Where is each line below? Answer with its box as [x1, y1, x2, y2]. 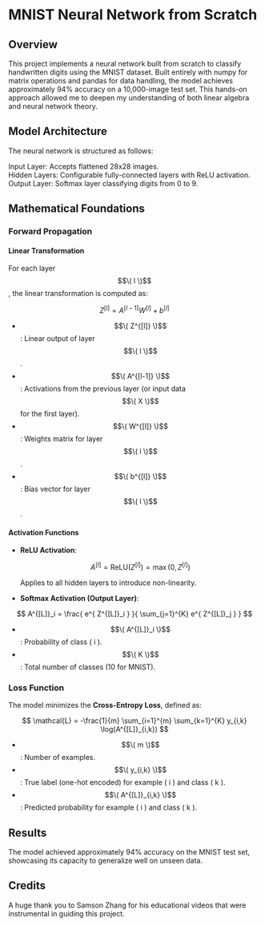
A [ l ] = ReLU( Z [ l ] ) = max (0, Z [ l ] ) [90, 561, 191, 571]
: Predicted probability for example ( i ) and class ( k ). [19, 802, 198, 812]
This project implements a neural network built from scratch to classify [8, 59, 242, 68]
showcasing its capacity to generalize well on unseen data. [8, 855, 203, 865]
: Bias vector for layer [19, 484, 90, 493]
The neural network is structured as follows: [8, 146, 154, 156]
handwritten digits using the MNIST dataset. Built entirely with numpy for [8, 67, 248, 77]
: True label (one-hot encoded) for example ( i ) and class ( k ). [19, 778, 226, 787]
